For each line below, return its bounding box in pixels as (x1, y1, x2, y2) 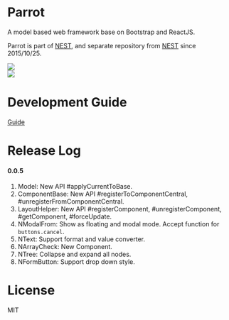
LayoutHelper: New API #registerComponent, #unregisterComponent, (17, 205, 222, 214)
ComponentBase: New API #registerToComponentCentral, (17, 189, 188, 199)
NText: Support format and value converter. (17, 235, 146, 243)
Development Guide (7, 94, 127, 111)
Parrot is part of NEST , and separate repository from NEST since (7, 41, 196, 50)
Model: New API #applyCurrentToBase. (17, 182, 133, 191)
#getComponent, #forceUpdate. (17, 212, 112, 221)
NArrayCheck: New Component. (17, 243, 112, 251)
